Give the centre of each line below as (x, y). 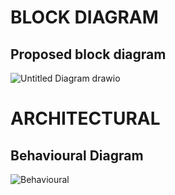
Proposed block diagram (88, 54)
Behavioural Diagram (77, 155)
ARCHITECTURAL (85, 118)
